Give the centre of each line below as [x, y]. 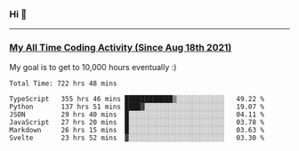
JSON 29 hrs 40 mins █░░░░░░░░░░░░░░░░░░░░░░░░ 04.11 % [137, 115]
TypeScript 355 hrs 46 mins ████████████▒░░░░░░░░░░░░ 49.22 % [137, 99]
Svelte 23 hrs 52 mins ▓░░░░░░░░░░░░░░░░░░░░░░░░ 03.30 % [137, 138]
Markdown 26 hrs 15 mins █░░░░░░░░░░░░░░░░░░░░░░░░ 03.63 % [137, 130]
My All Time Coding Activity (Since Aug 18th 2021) [121, 48]
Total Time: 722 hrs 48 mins [63, 83]
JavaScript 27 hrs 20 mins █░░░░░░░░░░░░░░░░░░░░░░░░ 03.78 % [137, 122]
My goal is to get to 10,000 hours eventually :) [93, 67]
